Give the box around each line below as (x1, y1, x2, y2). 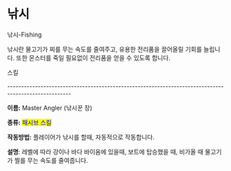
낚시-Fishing (7, 30, 42, 39)
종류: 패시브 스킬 (7, 118, 52, 126)
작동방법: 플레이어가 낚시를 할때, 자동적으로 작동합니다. (7, 132, 155, 141)
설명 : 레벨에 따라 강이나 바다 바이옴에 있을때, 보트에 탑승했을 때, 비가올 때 (7, 148, 203, 156)
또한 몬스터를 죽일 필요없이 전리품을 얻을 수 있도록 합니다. (16, 53, 171, 62)
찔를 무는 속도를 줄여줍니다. (14, 156, 88, 164)
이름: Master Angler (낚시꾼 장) (7, 103, 93, 112)
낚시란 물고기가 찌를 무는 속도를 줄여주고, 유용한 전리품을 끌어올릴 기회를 (7, 45, 202, 53)
